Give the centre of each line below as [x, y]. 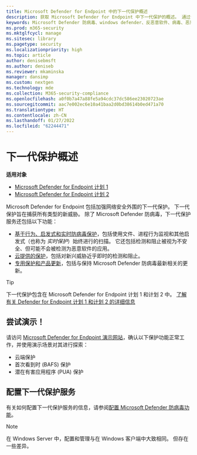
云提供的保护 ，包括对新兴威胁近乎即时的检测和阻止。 [79, 255]
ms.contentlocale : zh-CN [36, 115]
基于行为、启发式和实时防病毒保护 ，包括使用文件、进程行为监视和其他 [99, 234]
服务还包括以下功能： [32, 221]
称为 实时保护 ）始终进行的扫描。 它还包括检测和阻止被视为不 [108, 241]
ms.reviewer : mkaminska [35, 72]
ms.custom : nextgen [30, 83]
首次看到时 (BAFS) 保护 [43, 364]
